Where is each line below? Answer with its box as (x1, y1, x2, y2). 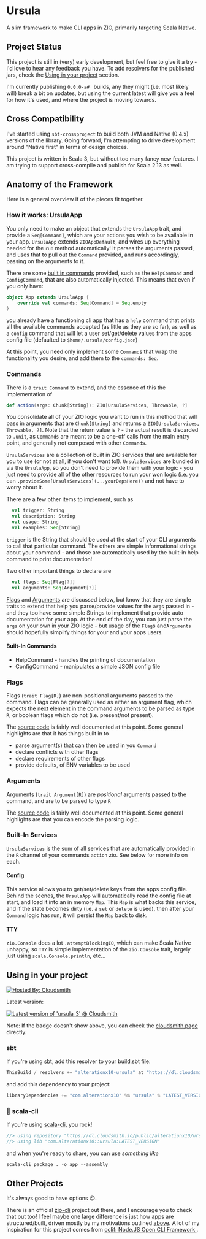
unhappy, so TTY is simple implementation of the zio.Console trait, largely (6, 946, 191, 953)
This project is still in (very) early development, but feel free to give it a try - (6, 58, 197, 65)
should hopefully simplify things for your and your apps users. (6, 628, 164, 635)
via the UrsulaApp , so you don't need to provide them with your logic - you (6, 464, 193, 472)
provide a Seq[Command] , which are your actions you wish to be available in (6, 231, 193, 239)
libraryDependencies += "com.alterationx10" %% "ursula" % (6, 1092, 161, 1099)
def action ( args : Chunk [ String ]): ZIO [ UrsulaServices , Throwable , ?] (6, 402, 188, 409)
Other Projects (6, 1178, 63, 1189)
